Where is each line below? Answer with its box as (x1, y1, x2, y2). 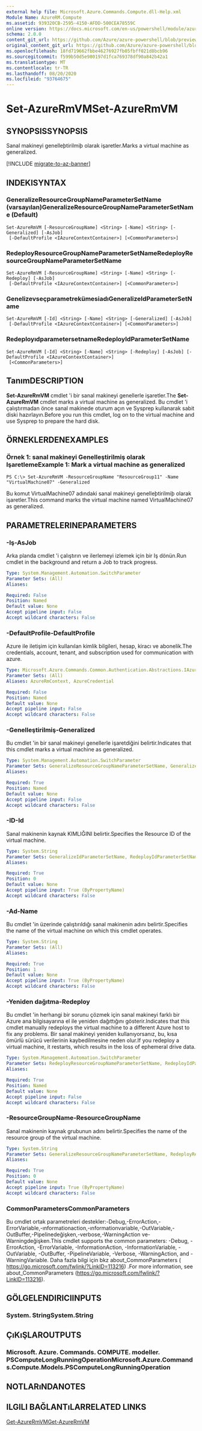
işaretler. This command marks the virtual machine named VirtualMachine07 (6, 496, 194, 504)
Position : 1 (6, 966, 36, 973)
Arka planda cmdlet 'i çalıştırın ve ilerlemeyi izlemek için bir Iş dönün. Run (6, 552, 187, 559)
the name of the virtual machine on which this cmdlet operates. (6, 927, 163, 935)
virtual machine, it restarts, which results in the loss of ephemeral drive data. (6, 1043, 196, 1050)
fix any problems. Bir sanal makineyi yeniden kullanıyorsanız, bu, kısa (6, 1031, 177, 1038)
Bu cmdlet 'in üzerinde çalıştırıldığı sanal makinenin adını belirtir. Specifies (6, 921, 188, 928)
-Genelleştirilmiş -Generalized (6, 726, 95, 734)
